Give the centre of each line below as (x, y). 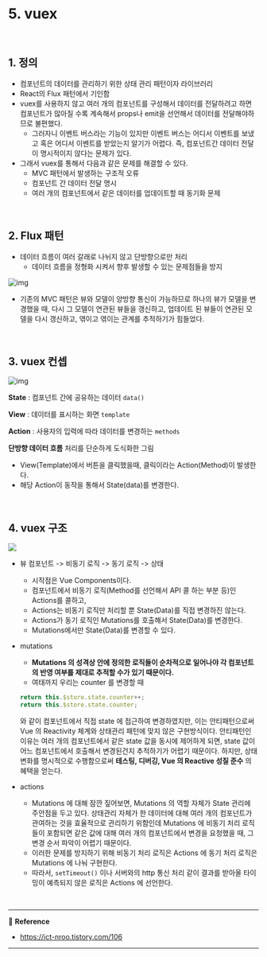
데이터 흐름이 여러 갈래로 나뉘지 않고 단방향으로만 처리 (104, 256)
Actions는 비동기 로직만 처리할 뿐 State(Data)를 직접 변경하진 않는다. (139, 610)
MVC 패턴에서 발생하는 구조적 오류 (85, 173)
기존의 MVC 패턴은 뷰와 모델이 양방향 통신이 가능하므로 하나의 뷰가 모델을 (133, 298)
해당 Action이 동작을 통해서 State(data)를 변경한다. (99, 485)
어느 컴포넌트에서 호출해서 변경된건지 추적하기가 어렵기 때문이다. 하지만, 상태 (139, 751)
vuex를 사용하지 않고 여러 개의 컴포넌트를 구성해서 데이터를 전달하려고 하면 (136, 103)
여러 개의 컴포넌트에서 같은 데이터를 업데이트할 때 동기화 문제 (126, 193)
